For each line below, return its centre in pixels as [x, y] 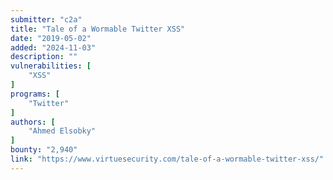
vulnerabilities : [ [51, 66]
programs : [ [35, 94]
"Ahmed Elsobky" [62, 131]
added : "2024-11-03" [53, 47]
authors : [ [33, 122]
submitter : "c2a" [46, 19]
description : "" [44, 57]
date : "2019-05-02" [51, 38]
